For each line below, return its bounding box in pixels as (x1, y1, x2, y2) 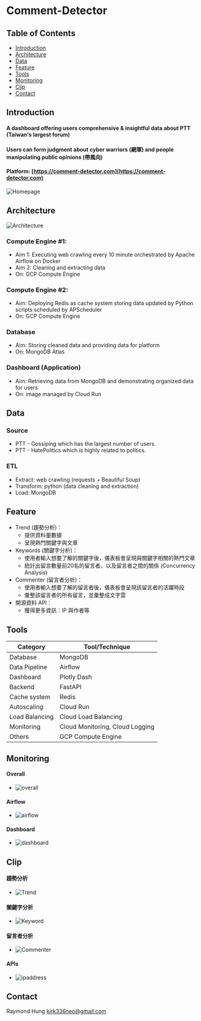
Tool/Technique (83, 643, 131, 651)
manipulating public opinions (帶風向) (6, 153, 103, 161)
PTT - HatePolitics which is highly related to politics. (15, 447, 146, 454)
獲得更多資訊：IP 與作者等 (24, 606, 90, 614)
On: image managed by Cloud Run (15, 390, 102, 397)
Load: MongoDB (15, 488, 57, 496)
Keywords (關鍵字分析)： (15, 547, 78, 554)
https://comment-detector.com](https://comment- (33, 168, 166, 175)
